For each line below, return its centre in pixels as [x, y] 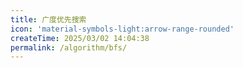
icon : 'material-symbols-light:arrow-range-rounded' [122, 29]
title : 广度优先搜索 [48, 19]
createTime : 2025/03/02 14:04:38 [80, 38]
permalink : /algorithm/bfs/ [69, 47]
